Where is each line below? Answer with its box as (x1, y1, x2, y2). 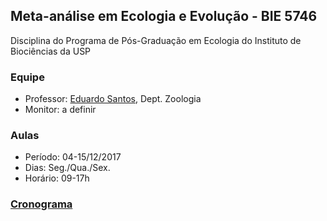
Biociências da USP (10, 45, 92, 57)
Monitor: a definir (24, 104, 97, 116)
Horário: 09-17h (24, 172, 90, 184)
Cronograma (10, 197, 73, 211)
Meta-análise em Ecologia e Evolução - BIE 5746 (10, 8, 318, 25)
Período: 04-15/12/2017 (24, 151, 122, 163)
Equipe (10, 70, 45, 84)
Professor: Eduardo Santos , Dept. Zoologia (24, 93, 202, 105)
